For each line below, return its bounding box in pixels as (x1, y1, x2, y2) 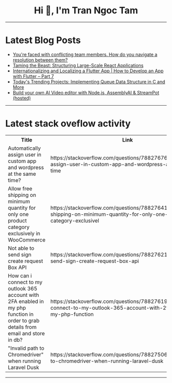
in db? (8, 336, 23, 343)
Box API (8, 264, 27, 271)
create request (8, 257, 44, 265)
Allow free (8, 185, 32, 192)
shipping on (8, 191, 36, 198)
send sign (8, 251, 32, 258)
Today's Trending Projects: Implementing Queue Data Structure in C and (12, 78, 165, 85)
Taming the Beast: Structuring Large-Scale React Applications (12, 62, 144, 68)
